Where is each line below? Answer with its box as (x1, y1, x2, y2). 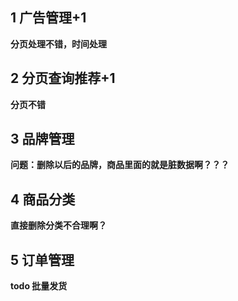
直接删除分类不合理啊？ (10, 219, 107, 232)
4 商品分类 (10, 191, 76, 208)
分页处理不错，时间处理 (10, 38, 107, 50)
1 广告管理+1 (10, 9, 87, 27)
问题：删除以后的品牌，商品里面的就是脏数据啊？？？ (10, 159, 230, 171)
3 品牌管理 (10, 131, 75, 148)
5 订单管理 (10, 251, 75, 268)
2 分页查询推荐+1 (10, 70, 116, 87)
